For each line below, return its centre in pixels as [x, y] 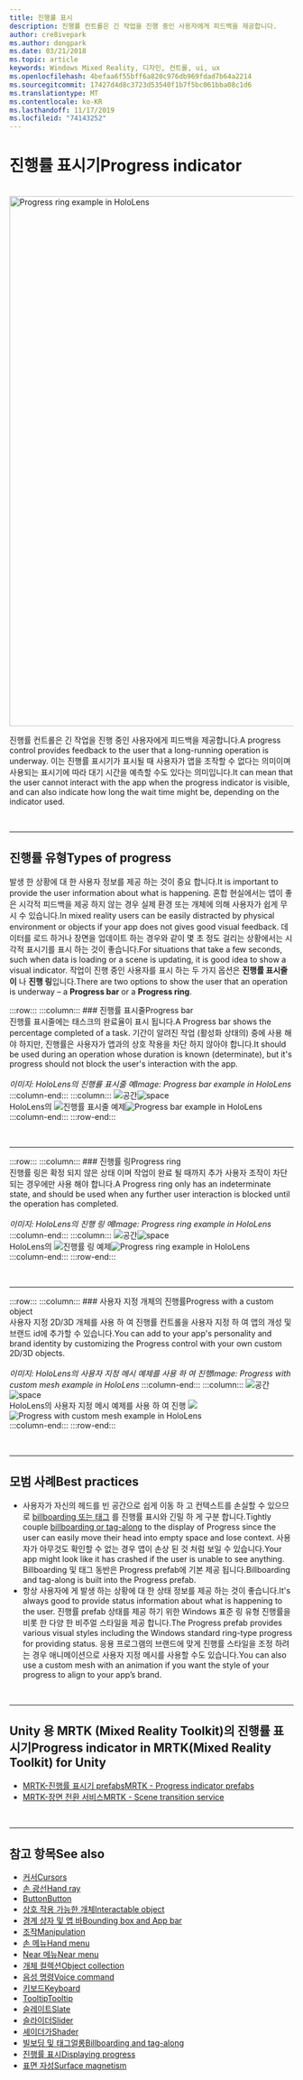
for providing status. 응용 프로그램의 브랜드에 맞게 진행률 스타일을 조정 [147, 1643]
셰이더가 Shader [50, 2032]
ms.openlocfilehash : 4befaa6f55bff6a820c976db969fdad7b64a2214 [131, 77]
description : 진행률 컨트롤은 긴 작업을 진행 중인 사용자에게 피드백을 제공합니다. [143, 26]
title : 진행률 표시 [41, 18]
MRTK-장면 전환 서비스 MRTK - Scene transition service [123, 1797]
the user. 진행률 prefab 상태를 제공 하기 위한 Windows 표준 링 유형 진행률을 [156, 1611]
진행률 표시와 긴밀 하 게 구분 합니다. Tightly [197, 1516]
